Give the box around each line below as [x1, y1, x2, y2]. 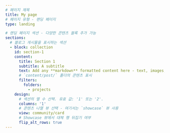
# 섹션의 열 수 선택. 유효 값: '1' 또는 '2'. [18, 97, 104, 102]
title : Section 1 [18, 59, 56, 64]
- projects [27, 87, 51, 92]
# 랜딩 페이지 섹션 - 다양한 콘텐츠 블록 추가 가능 [5, 31, 96, 36]
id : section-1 [14, 49, 44, 55]
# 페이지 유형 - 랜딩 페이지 [5, 17, 56, 22]
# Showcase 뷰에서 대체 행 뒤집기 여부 [18, 115, 91, 120]
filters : [18, 78, 37, 83]
